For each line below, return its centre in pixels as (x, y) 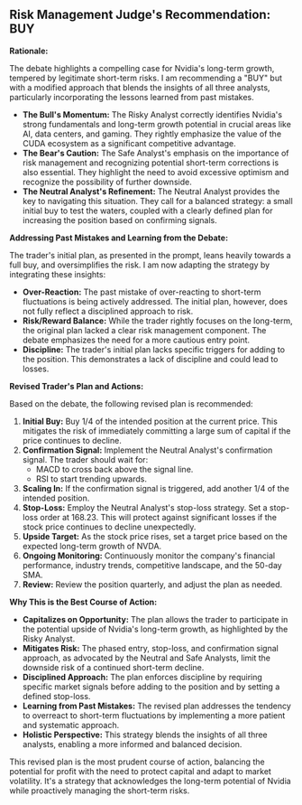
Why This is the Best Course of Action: (83, 602)
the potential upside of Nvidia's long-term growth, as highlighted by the (155, 629)
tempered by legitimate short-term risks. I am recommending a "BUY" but (146, 78)
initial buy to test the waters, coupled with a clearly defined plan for (147, 211)
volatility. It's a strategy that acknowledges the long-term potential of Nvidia (150, 781)
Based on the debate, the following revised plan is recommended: (132, 403)
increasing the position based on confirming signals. (120, 220)
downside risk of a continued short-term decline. (113, 667)
